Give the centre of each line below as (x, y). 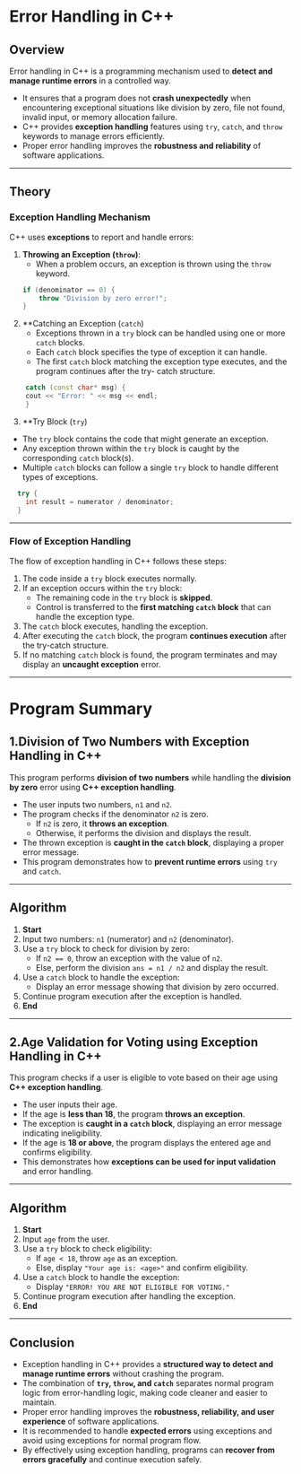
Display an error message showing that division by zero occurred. (157, 986)
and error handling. (58, 1172)
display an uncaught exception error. (91, 664)
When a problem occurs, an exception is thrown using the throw (153, 264)
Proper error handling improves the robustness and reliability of (142, 146)
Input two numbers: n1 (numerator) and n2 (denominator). (128, 938)
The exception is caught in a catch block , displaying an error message (152, 1124)
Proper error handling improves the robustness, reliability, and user (148, 1412)
